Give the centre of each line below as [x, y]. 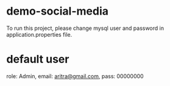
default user [38, 59]
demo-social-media [57, 11]
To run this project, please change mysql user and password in [85, 28]
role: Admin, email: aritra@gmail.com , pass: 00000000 [75, 76]
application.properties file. [39, 34]
